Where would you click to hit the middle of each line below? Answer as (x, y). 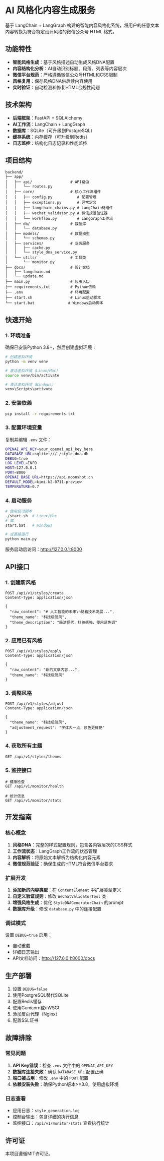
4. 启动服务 (19, 501)
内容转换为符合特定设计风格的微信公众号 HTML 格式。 (61, 31)
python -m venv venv (27, 361)
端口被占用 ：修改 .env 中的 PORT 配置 (50, 1078)
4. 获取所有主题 (24, 746)
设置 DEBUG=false (30, 989)
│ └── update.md (24, 276)
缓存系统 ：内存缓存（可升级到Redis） (51, 137)
